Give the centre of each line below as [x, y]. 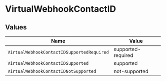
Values [16, 27]
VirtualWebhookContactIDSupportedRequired [58, 52]
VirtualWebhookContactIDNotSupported [52, 71]
